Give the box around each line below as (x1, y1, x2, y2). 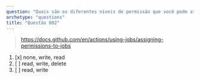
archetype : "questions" (6, 14, 65, 20)
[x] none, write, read (14, 54, 65, 61)
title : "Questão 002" (6, 20, 60, 26)
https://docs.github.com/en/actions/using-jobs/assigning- (20, 36, 164, 43)
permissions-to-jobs (20, 42, 71, 49)
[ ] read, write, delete (14, 60, 67, 67)
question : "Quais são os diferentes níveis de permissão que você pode (6, 8, 187, 15)
